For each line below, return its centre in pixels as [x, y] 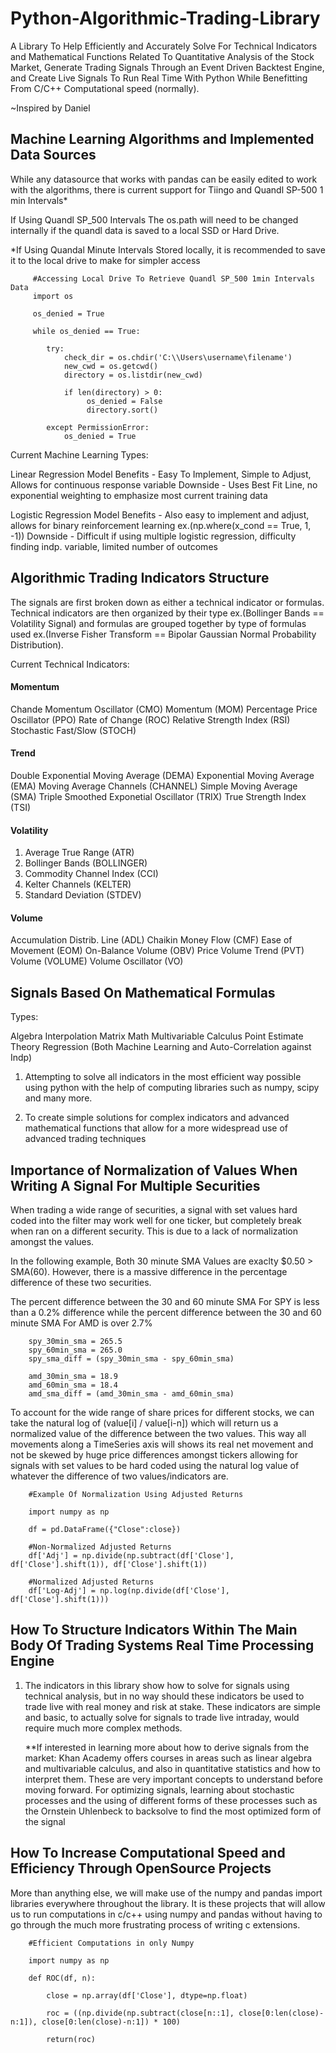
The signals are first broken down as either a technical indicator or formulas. [167, 602]
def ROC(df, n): [62, 1978]
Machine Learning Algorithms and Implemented [162, 139]
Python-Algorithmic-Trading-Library [165, 18]
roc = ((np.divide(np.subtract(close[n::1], [140, 2013]
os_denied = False [124, 401]
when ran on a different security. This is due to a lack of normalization [154, 1231]
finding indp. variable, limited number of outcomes [114, 546]
